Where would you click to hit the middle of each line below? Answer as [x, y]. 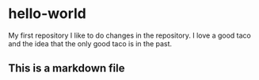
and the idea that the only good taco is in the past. [90, 43]
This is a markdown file [67, 69]
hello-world [48, 14]
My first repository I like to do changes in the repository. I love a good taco [130, 35]
